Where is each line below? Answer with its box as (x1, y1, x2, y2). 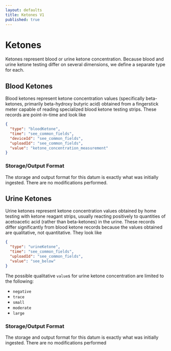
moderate (12, 305, 32, 311)
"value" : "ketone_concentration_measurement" (10, 146, 109, 151)
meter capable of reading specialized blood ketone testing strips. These (5, 106, 157, 113)
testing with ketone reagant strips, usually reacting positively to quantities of (5, 213, 166, 219)
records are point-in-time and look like (5, 112, 86, 118)
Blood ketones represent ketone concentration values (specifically (5, 95, 145, 101)
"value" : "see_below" (10, 258, 56, 264)
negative (12, 289, 32, 294)
